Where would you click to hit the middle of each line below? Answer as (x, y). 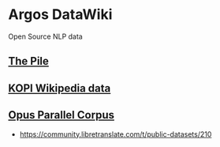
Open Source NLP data (45, 36)
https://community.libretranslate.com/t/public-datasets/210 (116, 134)
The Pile (29, 61)
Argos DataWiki (60, 15)
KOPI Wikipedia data (60, 88)
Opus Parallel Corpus (61, 115)
